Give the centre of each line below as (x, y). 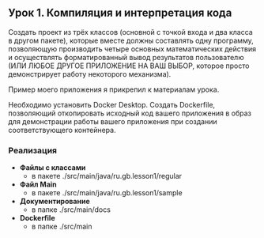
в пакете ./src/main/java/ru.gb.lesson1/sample (107, 193)
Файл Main (38, 184)
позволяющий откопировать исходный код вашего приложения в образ (130, 113)
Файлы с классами (53, 168)
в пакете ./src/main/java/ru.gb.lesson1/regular (107, 176)
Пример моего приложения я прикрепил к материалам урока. (114, 89)
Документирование (55, 202)
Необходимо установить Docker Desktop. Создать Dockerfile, (112, 104)
